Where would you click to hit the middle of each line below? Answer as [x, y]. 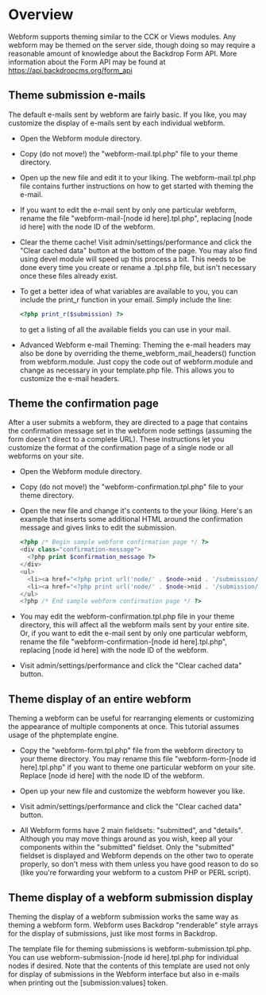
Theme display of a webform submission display [131, 898]
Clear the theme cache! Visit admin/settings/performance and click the [136, 242]
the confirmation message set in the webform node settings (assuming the [130, 431]
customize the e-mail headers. [69, 378]
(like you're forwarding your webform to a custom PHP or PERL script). [135, 873]
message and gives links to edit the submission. [98, 528]
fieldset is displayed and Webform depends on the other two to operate [137, 856]
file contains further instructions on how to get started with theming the [137, 186]
